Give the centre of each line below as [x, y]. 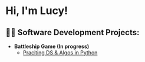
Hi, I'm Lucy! [37, 11]
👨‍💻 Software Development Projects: [72, 32]
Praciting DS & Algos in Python [60, 53]
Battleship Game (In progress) [52, 46]
